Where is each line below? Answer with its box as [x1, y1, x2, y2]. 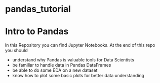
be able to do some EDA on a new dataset [12, 67, 98, 73]
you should [5, 48, 28, 54]
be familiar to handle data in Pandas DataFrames [12, 62, 111, 68]
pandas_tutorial [5, 3, 71, 15]
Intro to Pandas [5, 26, 69, 37]
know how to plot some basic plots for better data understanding [12, 73, 145, 79]
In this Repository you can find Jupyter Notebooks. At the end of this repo [5, 42, 156, 48]
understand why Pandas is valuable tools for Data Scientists [12, 57, 134, 63]
